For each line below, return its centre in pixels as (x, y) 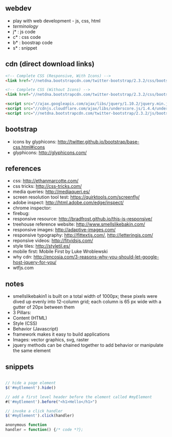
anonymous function (26, 425)
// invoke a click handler (34, 411)
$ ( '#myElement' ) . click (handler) (40, 416)
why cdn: (23, 257)
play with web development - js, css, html (57, 20)
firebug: (21, 213)
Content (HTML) (30, 318)
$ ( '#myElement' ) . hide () (31, 388)
